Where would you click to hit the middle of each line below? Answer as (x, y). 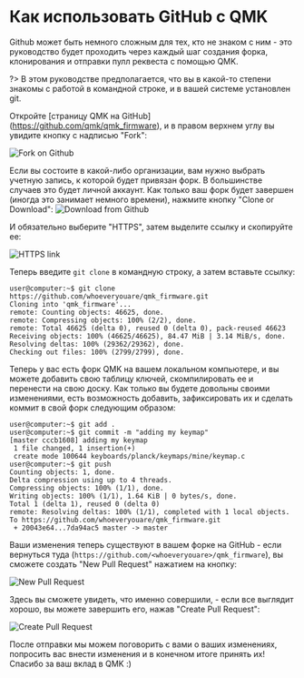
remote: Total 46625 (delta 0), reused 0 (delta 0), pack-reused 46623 (147, 328)
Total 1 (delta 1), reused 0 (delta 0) (85, 504)
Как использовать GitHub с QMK (139, 17)
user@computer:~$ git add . (63, 424)
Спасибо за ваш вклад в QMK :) (70, 663)
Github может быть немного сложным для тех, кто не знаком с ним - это (151, 42)
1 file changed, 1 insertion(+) (74, 448)
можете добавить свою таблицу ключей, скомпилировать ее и (132, 379)
